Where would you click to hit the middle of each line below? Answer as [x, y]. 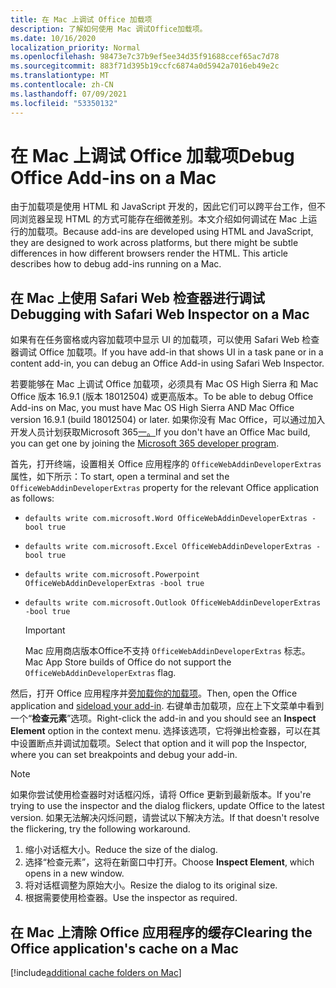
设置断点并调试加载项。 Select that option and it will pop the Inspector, [162, 743]
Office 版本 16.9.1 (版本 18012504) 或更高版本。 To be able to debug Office [162, 397]
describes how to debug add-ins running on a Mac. [116, 264]
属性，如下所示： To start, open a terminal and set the [120, 477]
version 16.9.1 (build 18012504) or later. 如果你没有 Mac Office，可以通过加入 [168, 420]
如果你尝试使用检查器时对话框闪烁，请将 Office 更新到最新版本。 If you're [161, 795]
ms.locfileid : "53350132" [64, 103]
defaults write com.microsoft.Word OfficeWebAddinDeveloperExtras [166, 519]
